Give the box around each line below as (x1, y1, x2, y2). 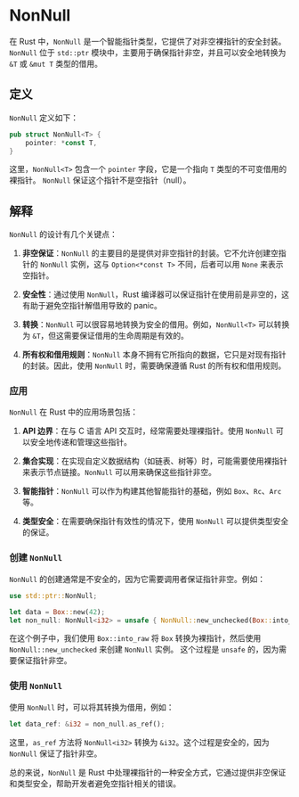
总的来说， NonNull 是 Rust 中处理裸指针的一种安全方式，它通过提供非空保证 (9, 767, 287, 777)
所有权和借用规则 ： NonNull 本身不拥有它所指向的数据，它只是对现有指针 (21, 349, 287, 360)
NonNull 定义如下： (9, 112, 79, 123)
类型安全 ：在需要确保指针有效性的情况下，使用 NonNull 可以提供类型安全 (21, 516, 289, 527)
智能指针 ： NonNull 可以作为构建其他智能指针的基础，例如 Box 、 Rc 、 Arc (21, 486, 282, 497)
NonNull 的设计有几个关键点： (9, 229, 118, 240)
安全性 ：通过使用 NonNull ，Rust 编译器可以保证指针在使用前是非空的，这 (21, 289, 290, 300)
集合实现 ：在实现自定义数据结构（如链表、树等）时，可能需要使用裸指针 (21, 456, 287, 466)
